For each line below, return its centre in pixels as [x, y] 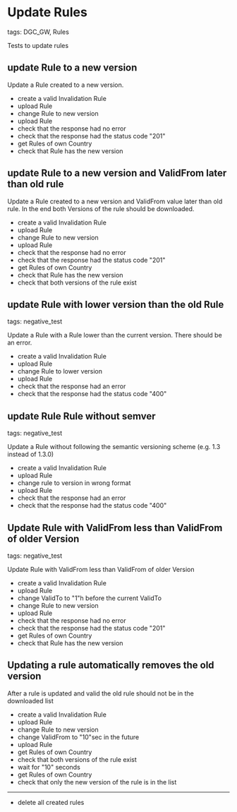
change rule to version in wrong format [74, 483]
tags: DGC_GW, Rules [38, 32]
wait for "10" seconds [49, 767]
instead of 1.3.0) [31, 454]
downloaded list [31, 700]
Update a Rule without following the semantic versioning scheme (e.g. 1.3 [114, 447]
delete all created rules [51, 802]
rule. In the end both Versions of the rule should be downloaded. [101, 208]
